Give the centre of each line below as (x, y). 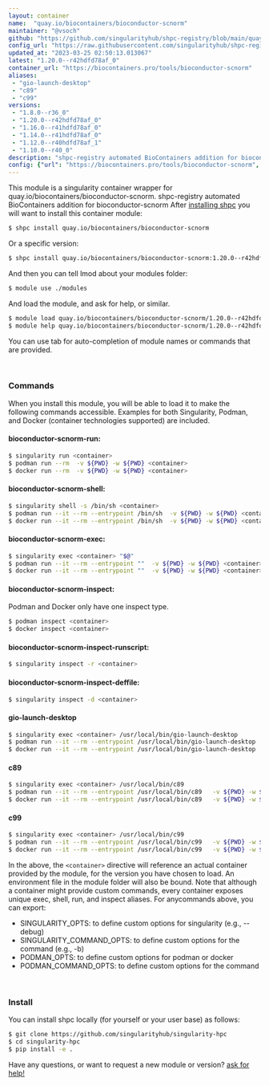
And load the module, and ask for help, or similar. (89, 303)
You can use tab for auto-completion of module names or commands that (129, 341)
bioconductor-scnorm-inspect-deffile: (74, 682)
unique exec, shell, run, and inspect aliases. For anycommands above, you (131, 899)
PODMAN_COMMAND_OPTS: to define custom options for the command (139, 966)
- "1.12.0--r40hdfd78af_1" (57, 142)
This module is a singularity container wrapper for (90, 188)
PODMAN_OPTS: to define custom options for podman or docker (126, 957)
